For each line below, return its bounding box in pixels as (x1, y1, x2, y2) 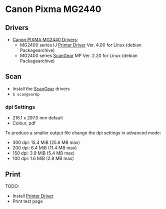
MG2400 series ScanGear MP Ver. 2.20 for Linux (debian (19, 52, 138, 58)
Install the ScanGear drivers (12, 85, 70, 91)
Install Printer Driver (12, 192, 54, 198)
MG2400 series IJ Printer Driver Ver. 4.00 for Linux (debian (19, 42, 141, 48)
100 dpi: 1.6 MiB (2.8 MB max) (12, 155, 74, 161)
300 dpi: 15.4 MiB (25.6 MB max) (12, 139, 80, 145)
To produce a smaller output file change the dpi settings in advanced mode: (5, 130, 161, 136)
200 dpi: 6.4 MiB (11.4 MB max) (12, 145, 77, 151)
